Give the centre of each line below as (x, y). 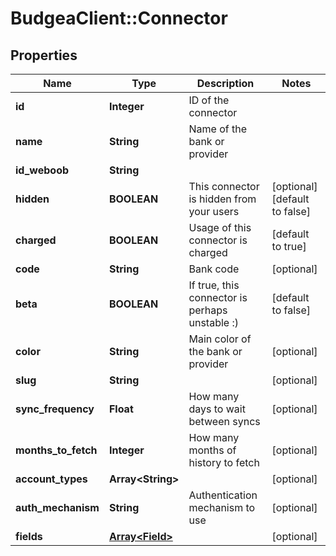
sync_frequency (55, 409)
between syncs (224, 421)
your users (214, 211)
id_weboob (42, 170)
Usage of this (220, 227)
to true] (289, 246)
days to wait (217, 409)
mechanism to (222, 507)
